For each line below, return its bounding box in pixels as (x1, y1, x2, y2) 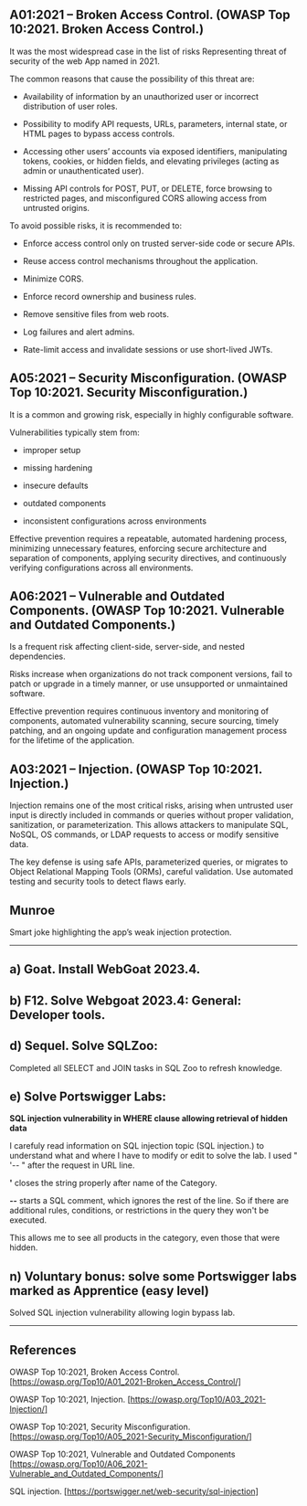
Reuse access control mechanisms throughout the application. (22, 255, 259, 266)
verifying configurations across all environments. (9, 562, 194, 573)
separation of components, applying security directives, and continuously (9, 552, 287, 563)
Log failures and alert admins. (22, 326, 135, 337)
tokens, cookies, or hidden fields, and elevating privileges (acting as (22, 155, 280, 166)
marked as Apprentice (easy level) (9, 1283, 210, 1299)
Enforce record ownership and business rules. (22, 291, 196, 302)
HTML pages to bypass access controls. (22, 128, 175, 139)
